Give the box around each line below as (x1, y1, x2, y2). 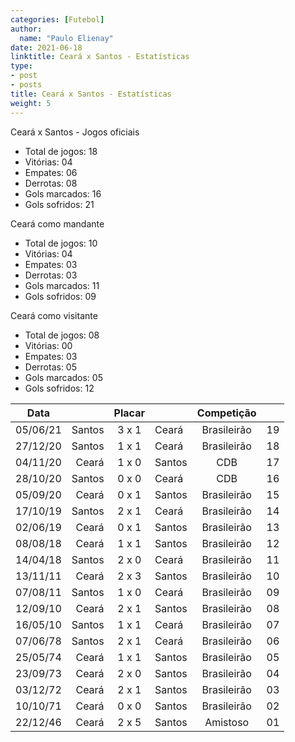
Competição (196, 406, 257, 420)
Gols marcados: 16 (24, 187, 102, 200)
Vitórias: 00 (24, 339, 73, 351)
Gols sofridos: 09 (24, 290, 97, 302)
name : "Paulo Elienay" (19, 33, 114, 43)
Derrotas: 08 (24, 177, 78, 189)
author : (10, 24, 43, 34)
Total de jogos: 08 (24, 329, 100, 341)
